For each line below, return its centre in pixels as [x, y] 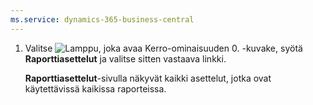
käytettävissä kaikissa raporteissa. [95, 88]
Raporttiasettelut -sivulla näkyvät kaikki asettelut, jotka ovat [148, 78]
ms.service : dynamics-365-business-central [102, 19]
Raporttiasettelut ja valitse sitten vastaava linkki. [125, 58]
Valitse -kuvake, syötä [163, 48]
